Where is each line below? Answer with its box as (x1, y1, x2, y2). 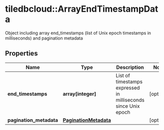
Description (116, 64, 144, 70)
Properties (5, 49, 38, 58)
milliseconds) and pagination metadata (5, 35, 83, 41)
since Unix (115, 103, 140, 109)
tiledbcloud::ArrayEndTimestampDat (5, 3, 159, 15)
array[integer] (62, 90, 97, 97)
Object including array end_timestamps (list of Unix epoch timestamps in (5, 30, 151, 36)
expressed (115, 84, 140, 91)
